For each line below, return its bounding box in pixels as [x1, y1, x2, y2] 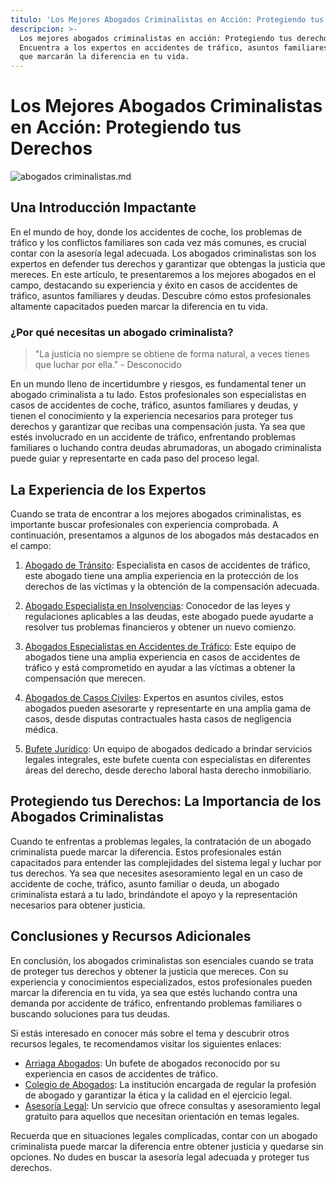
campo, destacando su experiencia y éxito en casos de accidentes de [10, 279, 298, 291]
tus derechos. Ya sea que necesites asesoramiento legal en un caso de [10, 867, 304, 879]
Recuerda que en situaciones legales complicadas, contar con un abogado [10, 1129, 318, 1141]
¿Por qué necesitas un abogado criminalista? [10, 325, 234, 339]
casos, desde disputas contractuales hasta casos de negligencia [24, 712, 292, 725]
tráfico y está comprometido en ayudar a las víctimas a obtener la [24, 661, 296, 673]
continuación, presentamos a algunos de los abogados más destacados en [10, 529, 320, 541]
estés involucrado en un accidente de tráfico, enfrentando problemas [10, 431, 297, 443]
